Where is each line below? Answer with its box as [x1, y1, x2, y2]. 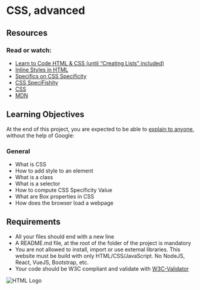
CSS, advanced [6, 4, 85, 18]
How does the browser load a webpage [15, 199, 114, 206]
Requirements [6, 217, 61, 227]
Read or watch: [6, 46, 52, 54]
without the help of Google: [6, 131, 75, 139]
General [6, 147, 30, 155]
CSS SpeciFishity [15, 79, 59, 86]
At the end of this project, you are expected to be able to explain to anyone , [6, 125, 195, 133]
